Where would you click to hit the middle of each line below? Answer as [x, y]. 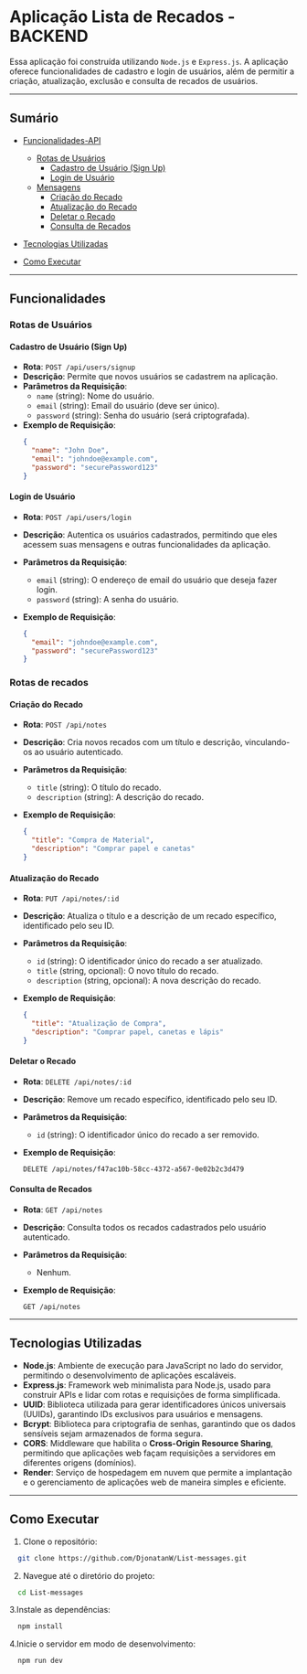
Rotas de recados [49, 683]
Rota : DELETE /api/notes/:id [77, 1082]
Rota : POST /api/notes [65, 725]
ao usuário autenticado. [79, 752]
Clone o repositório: [60, 1541]
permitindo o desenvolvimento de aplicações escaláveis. [129, 1375]
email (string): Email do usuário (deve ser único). [128, 406]
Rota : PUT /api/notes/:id [71, 899]
